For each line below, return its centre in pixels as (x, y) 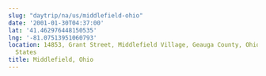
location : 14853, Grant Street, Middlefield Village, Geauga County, (125, 45)
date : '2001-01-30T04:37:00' (56, 23)
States (26, 52)
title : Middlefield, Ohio (51, 60)
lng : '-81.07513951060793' (53, 38)
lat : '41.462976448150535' (53, 30)
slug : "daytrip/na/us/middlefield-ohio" (76, 15)
